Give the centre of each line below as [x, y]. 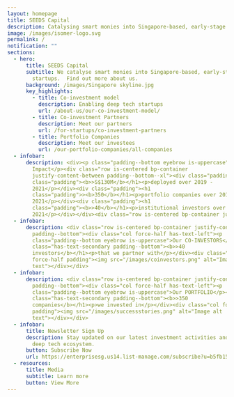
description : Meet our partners [85, 124]
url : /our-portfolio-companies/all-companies [105, 150]
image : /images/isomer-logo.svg [54, 33]
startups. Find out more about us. [85, 78]
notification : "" [32, 46]
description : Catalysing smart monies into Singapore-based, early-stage [117, 26]
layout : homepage [32, 14]
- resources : [32, 364]
